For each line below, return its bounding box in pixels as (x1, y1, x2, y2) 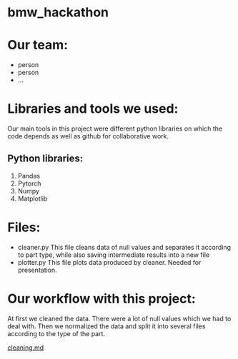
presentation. (17, 266, 57, 274)
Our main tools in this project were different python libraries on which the (7, 124, 223, 133)
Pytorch (17, 179, 41, 188)
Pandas (17, 171, 41, 180)
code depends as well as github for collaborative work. (7, 132, 169, 141)
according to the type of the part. (7, 329, 106, 338)
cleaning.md (7, 343, 44, 352)
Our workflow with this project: (7, 290, 196, 307)
